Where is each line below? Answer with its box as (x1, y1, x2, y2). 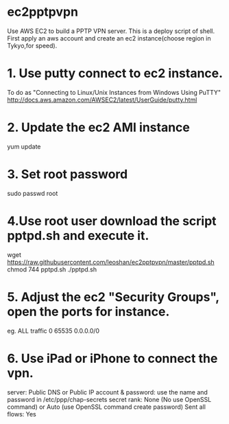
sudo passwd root (7, 189, 58, 197)
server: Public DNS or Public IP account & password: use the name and (7, 388, 208, 396)
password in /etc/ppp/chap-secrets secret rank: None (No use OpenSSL (7, 395, 212, 403)
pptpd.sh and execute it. (7, 227, 149, 243)
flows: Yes (7, 410, 36, 418)
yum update (7, 142, 41, 150)
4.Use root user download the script (7, 213, 217, 229)
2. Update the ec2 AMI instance (7, 120, 191, 135)
